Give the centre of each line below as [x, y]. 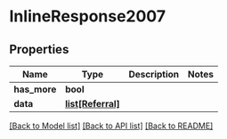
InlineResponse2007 [88, 16]
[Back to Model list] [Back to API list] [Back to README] [111, 126]
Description [154, 74]
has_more [35, 89]
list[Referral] [93, 104]
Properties [39, 49]
